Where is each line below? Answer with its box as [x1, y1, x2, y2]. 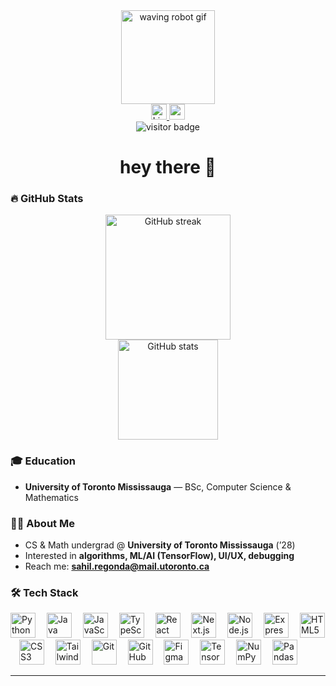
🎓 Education [10, 454, 76, 468]
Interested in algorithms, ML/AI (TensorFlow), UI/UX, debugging [24, 550, 295, 562]
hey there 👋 [119, 156, 217, 179]
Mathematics [24, 491, 79, 503]
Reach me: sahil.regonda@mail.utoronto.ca [24, 560, 210, 573]
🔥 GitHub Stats [10, 192, 84, 206]
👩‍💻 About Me [10, 516, 75, 530]
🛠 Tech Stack [10, 586, 79, 599]
